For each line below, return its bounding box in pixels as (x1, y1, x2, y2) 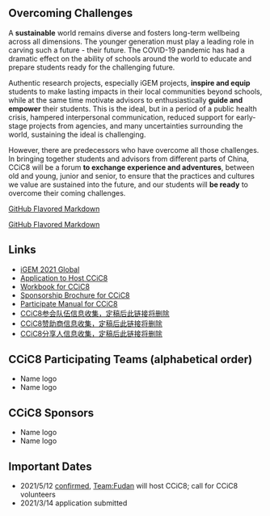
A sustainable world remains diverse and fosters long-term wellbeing (8, 27, 240, 37)
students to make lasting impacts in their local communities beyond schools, (8, 87, 263, 96)
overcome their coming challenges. (8, 188, 126, 197)
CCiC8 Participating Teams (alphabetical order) (8, 353, 253, 366)
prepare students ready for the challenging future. (8, 62, 175, 72)
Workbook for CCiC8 (19, 281, 91, 291)
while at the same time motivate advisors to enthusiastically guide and (8, 95, 243, 104)
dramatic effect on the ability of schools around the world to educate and (8, 53, 252, 63)
